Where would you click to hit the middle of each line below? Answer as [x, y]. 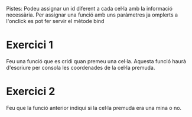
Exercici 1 [30, 45]
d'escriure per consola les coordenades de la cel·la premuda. [81, 67]
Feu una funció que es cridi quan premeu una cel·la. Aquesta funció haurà [96, 61]
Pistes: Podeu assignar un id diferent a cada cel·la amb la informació [90, 9]
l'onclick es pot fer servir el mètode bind [55, 21]
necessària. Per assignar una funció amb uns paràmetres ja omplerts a [92, 15]
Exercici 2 [31, 92]
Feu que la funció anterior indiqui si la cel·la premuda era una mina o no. [94, 108]
